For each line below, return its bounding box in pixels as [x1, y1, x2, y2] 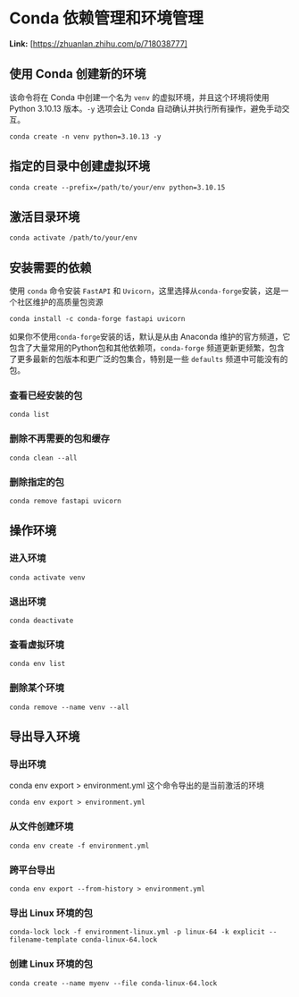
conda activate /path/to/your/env [9, 233, 138, 242]
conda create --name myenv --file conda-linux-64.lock [9, 978, 218, 988]
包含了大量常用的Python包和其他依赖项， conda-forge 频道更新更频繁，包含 [9, 342, 286, 353]
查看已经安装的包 [9, 390, 83, 402]
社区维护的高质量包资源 [16, 297, 104, 308]
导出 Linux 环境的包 [9, 907, 94, 919]
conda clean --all [9, 453, 78, 462]
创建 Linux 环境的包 [9, 958, 94, 970]
